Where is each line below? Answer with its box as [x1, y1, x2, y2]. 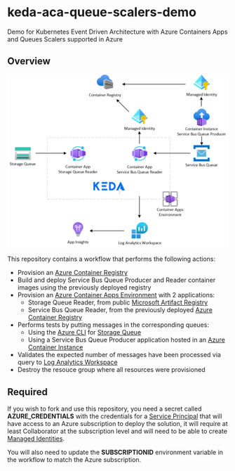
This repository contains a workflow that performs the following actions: [7, 254, 216, 264]
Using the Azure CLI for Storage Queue [27, 328, 142, 337]
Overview [7, 56, 51, 67]
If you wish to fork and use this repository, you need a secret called [7, 405, 202, 413]
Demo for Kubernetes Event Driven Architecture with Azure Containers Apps [7, 27, 228, 36]
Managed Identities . [7, 434, 65, 443]
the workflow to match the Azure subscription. [7, 456, 142, 464]
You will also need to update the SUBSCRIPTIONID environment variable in [7, 448, 223, 457]
